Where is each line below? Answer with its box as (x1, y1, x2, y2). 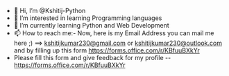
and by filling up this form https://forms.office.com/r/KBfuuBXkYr (13, 46, 200, 55)
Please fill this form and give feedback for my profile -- (13, 54, 171, 61)
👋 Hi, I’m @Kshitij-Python (13, 7, 86, 15)
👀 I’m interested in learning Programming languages (13, 14, 162, 22)
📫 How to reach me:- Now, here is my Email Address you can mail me (13, 29, 214, 37)
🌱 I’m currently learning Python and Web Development (13, 21, 170, 29)
